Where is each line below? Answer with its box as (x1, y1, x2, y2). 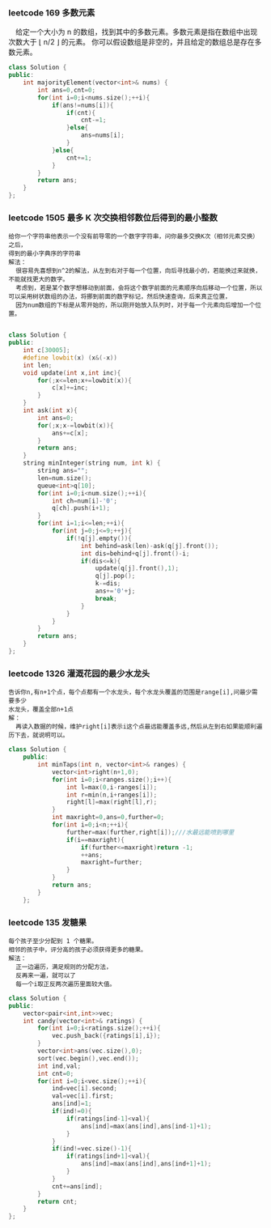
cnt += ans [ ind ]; (51, 1182, 104, 1191)
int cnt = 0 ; (37, 1069, 74, 1077)
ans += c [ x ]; (51, 429, 89, 437)
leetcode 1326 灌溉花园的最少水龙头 (8, 668, 150, 679)
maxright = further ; (80, 858, 143, 867)
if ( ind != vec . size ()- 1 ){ (51, 1145, 132, 1153)
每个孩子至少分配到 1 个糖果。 (8, 937, 99, 945)
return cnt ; (37, 1197, 78, 1205)
